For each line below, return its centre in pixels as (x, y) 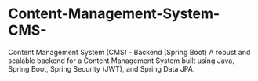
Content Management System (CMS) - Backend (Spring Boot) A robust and (129, 52)
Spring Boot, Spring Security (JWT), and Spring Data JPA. (102, 68)
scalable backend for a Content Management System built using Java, (122, 61)
